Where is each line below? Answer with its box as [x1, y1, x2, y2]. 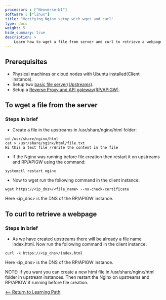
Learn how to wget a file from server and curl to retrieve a [14, 40, 145, 44]
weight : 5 [5, 26, 26, 31]
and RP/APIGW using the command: [12, 159, 86, 165]
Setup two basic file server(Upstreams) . [12, 81, 94, 87]
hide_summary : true [5, 30, 45, 35]
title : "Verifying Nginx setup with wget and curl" [5, 16, 114, 21]
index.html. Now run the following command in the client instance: [12, 241, 147, 247]
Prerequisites [5, 58, 47, 66]
